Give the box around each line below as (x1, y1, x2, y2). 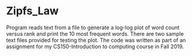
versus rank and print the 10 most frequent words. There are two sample (6, 30, 184, 37)
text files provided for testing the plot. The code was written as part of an (6, 36, 186, 43)
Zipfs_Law (6, 4, 59, 18)
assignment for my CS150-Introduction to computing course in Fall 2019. (6, 43, 184, 50)
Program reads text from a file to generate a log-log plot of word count (6, 24, 180, 31)
